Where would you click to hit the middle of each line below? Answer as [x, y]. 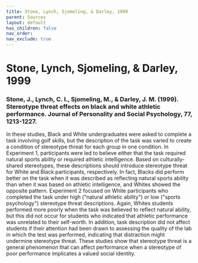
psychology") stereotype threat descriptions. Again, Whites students [90, 203]
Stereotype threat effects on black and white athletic [83, 107]
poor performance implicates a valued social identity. [71, 254]
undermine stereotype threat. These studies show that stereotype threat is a [99, 241]
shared [15, 165]
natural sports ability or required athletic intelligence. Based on [82, 160]
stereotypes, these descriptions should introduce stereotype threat [106, 165]
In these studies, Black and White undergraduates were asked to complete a [99, 134]
